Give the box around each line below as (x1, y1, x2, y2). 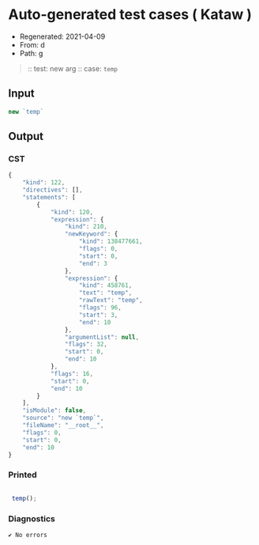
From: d (19, 40, 45, 49)
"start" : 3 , (78, 311, 118, 319)
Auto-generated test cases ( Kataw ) (8, 6, 253, 24)
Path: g (19, 48, 43, 58)
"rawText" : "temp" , (78, 297, 144, 305)
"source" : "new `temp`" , (22, 414, 104, 422)
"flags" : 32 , (64, 340, 108, 349)
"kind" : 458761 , (78, 282, 133, 290)
